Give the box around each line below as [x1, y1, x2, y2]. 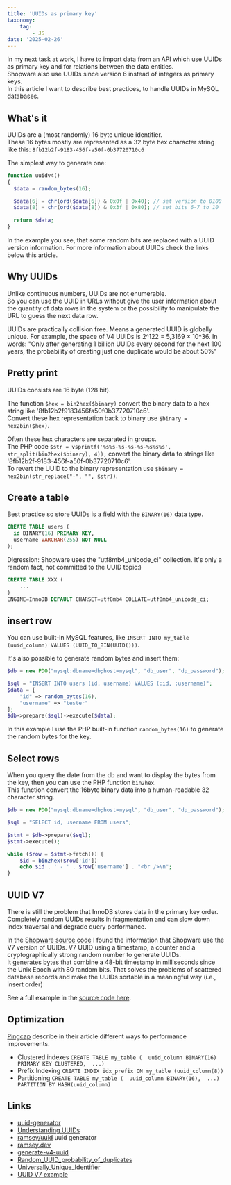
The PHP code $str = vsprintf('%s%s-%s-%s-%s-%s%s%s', [7, 442, 171, 450]
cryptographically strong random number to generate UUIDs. [7, 950, 182, 959]
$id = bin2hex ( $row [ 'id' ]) [19, 857, 98, 864]
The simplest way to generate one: [7, 158, 106, 167]
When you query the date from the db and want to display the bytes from [7, 771, 216, 779]
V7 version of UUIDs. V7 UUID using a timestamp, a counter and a [7, 943, 196, 952]
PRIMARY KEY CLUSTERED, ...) [17, 1060, 105, 1067]
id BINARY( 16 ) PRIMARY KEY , [13, 530, 95, 537]
